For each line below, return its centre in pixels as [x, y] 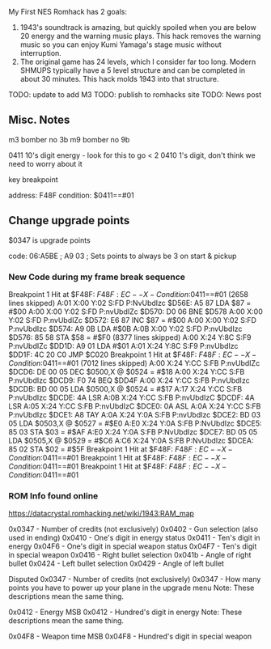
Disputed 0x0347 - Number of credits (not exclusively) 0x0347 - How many [135, 579]
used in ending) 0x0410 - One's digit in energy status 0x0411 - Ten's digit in [134, 538]
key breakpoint [33, 179]
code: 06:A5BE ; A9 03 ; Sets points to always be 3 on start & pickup [123, 256]
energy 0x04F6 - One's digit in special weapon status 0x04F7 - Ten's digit [133, 546]
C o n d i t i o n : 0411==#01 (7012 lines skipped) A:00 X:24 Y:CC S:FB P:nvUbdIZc [134, 363]
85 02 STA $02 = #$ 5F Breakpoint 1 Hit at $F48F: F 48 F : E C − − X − [121, 449]
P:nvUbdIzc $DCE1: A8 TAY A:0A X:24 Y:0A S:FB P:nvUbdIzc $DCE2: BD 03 [135, 414]
